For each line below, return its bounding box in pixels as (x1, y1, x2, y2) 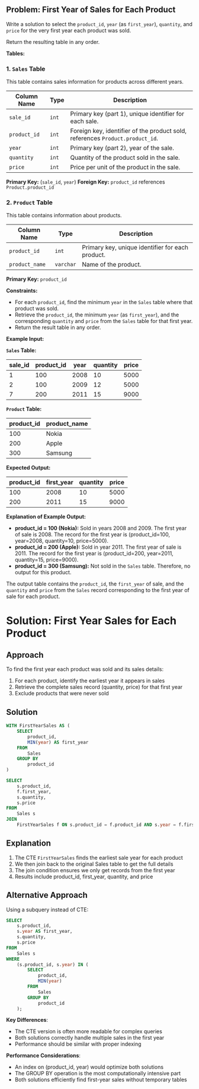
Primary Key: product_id (6, 276, 67, 283)
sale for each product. (6, 593, 60, 600)
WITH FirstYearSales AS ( (6, 723, 70, 729)
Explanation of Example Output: (6, 513, 86, 520)
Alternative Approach (6, 890, 88, 900)
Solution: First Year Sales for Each (6, 614, 176, 627)
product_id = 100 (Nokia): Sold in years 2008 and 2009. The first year (14, 525, 187, 532)
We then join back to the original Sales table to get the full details (14, 860, 174, 868)
